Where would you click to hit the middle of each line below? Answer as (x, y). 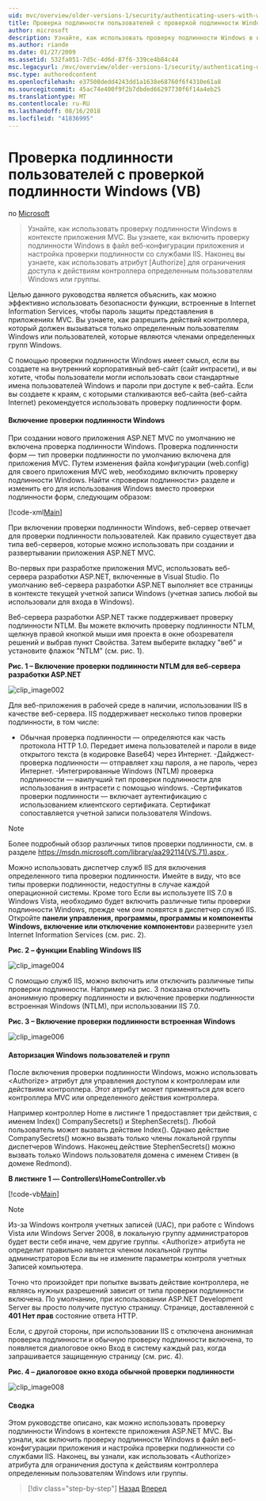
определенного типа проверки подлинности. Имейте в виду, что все (125, 876)
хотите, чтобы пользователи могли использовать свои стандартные (124, 377)
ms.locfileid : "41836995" (51, 119)
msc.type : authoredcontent (53, 74)
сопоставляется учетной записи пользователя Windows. (116, 813)
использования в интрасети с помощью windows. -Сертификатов (131, 788)
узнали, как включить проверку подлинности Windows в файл (114, 1440)
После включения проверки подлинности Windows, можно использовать (133, 1073)
